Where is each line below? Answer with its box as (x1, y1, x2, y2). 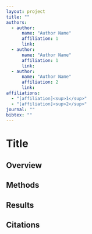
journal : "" (6, 106, 35, 112)
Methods (6, 180, 40, 190)
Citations (6, 220, 40, 230)
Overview (6, 160, 43, 170)
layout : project (6, 8, 45, 15)
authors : (6, 19, 27, 25)
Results (6, 200, 34, 210)
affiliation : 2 (21, 80, 59, 85)
